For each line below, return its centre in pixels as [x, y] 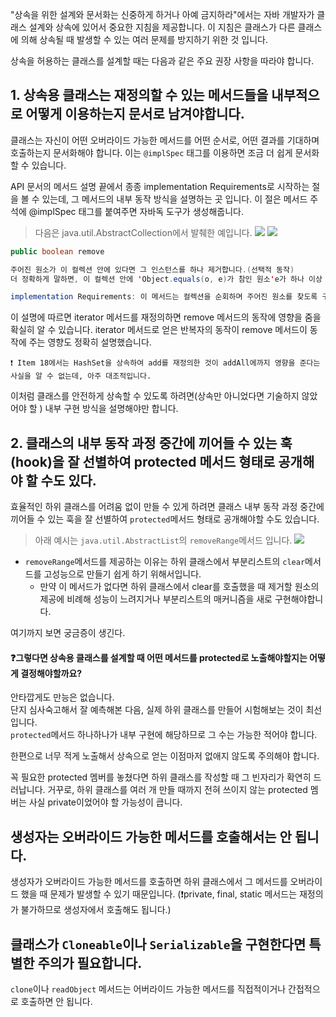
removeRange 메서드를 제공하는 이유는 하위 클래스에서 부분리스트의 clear [165, 562]
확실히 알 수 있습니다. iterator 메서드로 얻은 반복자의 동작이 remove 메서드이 [159, 330]
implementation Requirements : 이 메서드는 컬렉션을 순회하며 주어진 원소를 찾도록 [164, 297]
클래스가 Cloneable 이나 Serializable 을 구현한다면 [158, 944]
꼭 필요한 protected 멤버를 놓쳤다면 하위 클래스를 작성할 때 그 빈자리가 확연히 [161, 777]
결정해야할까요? [51, 673]
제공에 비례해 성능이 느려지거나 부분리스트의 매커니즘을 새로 [156, 599]
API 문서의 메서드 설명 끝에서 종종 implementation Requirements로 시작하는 [160, 186]
